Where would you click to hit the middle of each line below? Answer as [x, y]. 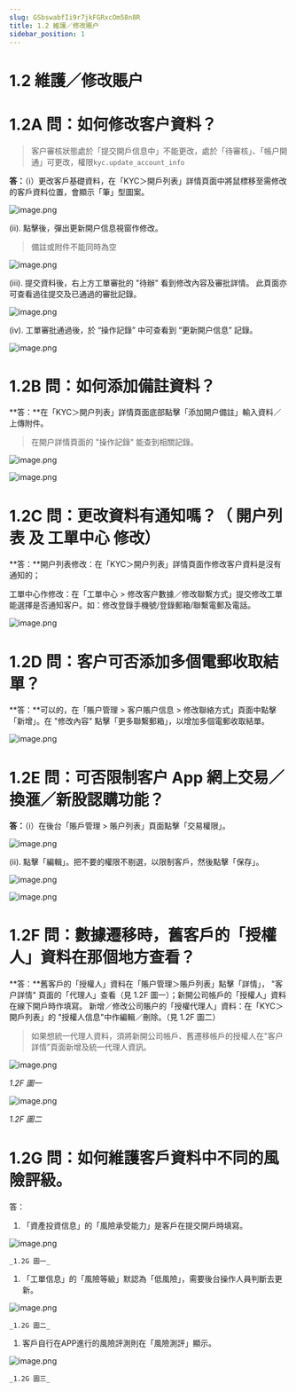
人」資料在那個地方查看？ [103, 958]
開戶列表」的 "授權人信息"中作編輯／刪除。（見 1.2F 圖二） [115, 1018]
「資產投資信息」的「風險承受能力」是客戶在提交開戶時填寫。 [135, 1226]
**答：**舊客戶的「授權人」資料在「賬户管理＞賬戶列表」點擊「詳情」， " [142, 984]
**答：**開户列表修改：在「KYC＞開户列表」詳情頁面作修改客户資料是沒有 [145, 564]
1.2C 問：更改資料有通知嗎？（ [121, 516]
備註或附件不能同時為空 [74, 247]
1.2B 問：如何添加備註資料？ [113, 386]
